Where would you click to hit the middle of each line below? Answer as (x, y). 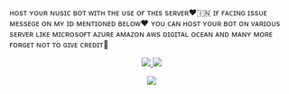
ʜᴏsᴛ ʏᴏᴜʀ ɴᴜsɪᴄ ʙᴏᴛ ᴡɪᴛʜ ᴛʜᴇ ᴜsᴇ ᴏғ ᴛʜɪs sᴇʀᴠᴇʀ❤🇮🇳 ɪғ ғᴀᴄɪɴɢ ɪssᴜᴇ (139, 13)
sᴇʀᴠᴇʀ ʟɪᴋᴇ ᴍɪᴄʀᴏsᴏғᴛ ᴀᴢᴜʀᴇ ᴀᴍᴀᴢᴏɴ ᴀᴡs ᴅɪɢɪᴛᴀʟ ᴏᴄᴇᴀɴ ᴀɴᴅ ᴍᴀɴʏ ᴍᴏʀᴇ (141, 34)
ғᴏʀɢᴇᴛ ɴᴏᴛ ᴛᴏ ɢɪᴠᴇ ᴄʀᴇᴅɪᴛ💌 (59, 44)
